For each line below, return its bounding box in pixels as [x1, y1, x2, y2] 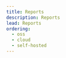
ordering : [6, 25, 31, 32]
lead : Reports [6, 20, 42, 26]
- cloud [11, 37, 31, 43]
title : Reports [6, 8, 44, 15]
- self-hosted [11, 43, 47, 49]
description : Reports [6, 14, 61, 21]
